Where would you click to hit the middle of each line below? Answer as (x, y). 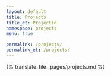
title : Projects (26, 17)
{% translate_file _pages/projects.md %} (56, 66)
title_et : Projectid (32, 23)
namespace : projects (32, 28)
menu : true (20, 34)
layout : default (26, 12)
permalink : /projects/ (34, 45)
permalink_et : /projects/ (38, 50)
